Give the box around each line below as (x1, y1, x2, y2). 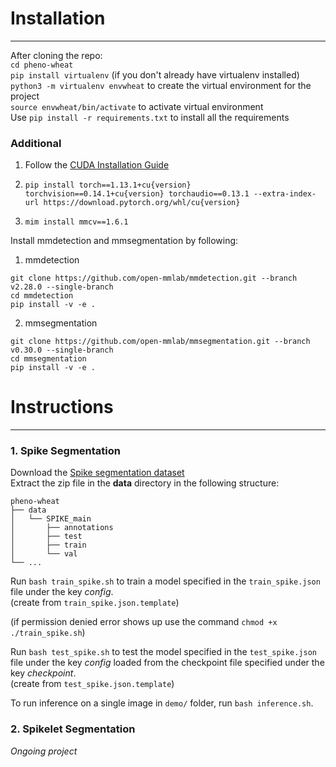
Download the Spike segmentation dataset (10, 467, 185, 479)
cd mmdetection (10, 291, 74, 301)
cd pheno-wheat (10, 60, 74, 70)
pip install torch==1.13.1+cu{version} (24, 180, 192, 191)
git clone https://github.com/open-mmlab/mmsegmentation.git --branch (10, 337, 311, 347)
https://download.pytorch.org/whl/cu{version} (43, 198, 241, 208)
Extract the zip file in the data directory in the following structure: (10, 477, 280, 489)
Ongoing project (10, 745, 78, 757)
